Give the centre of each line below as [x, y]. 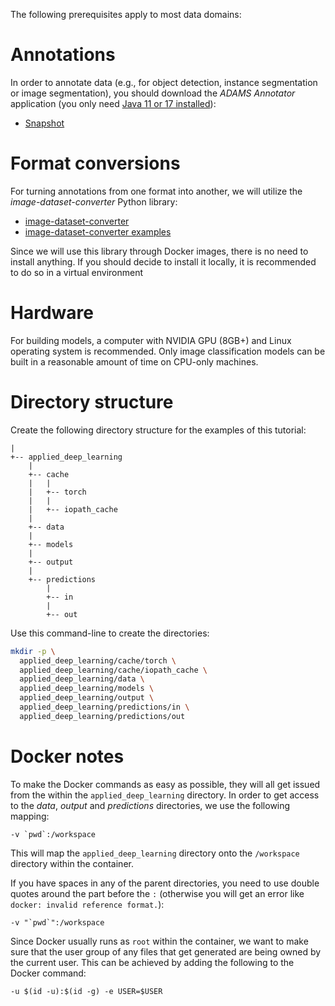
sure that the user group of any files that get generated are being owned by [166, 951]
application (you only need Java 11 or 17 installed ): [113, 103]
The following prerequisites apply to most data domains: [126, 14]
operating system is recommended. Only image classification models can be [168, 351]
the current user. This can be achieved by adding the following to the [152, 962]
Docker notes [67, 756]
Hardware [52, 313]
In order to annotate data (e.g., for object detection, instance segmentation [164, 82]
